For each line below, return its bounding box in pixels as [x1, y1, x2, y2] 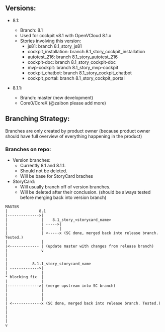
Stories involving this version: [20, 38, 81, 44]
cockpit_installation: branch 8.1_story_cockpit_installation [27, 48, 145, 54]
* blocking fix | [5, 274, 44, 279]
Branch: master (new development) [20, 94, 94, 100]
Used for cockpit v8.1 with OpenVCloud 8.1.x [20, 32, 112, 38]
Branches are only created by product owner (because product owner [5, 128, 150, 134]
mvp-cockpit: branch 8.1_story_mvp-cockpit [27, 64, 119, 70]
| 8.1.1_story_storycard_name [5, 261, 92, 266]
